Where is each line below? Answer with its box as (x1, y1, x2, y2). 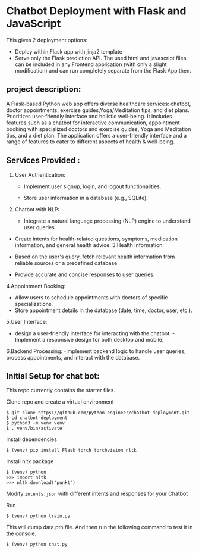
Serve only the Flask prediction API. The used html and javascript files (14, 54, 187, 61)
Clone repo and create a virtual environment (6, 398, 114, 405)
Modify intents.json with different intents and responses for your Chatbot (6, 490, 188, 498)
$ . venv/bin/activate (6, 426, 62, 432)
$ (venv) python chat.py (6, 542, 68, 548)
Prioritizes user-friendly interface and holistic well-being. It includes (6, 113, 172, 120)
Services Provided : (6, 155, 80, 165)
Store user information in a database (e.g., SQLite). (23, 194, 149, 201)
